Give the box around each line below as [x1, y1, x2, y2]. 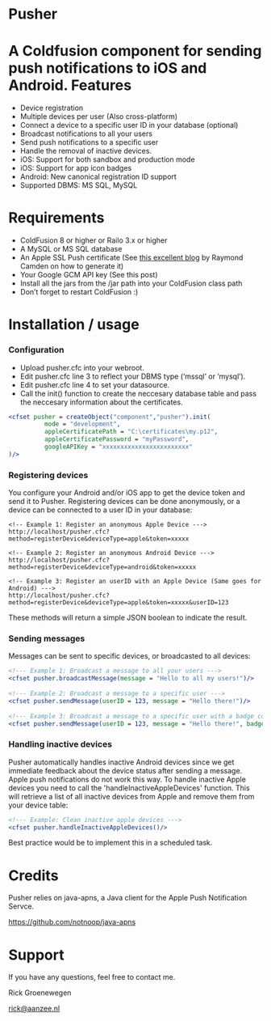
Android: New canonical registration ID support [19, 172, 177, 182]
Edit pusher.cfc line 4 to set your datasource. [19, 379, 170, 389]
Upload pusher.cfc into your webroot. [19, 362, 145, 372]
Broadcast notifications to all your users [19, 129, 153, 138]
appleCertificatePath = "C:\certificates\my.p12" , [44, 428, 219, 436]
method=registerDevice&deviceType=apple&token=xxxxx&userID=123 [8, 599, 229, 607]
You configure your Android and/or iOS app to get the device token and [8, 488, 245, 498]
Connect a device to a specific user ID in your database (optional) [19, 121, 239, 130]
